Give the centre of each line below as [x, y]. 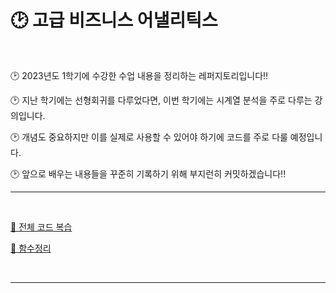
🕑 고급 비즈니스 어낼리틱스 [114, 20]
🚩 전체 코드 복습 [41, 227]
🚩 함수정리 [31, 248]
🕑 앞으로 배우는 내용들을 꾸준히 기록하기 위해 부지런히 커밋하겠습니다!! [148, 173]
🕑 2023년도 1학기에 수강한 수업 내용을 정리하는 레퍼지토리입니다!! [139, 75]
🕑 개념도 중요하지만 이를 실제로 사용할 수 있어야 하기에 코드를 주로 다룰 [149, 137]
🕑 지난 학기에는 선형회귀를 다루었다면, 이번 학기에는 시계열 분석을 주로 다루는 [161, 100]
